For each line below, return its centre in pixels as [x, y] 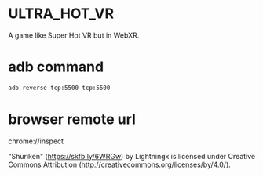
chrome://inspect [36, 141]
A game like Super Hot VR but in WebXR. [74, 35]
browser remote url [72, 119]
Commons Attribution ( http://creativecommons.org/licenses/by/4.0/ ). [120, 164]
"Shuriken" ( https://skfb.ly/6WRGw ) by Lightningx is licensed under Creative [132, 156]
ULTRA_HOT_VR [61, 14]
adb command [56, 67]
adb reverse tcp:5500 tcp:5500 [59, 88]
